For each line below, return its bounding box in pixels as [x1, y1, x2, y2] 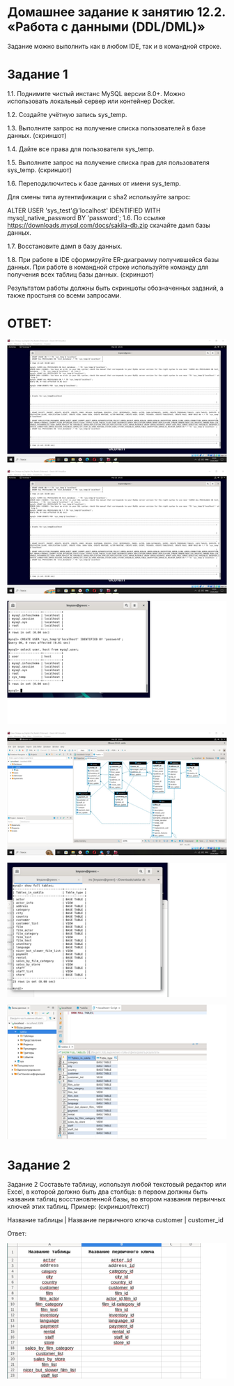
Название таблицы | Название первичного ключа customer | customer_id [7, 1216, 224, 1224]
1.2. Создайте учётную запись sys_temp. [7, 110, 127, 118]
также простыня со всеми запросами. [7, 291, 122, 300]
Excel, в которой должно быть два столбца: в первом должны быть [7, 1187, 208, 1196]
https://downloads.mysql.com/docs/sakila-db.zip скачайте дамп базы [7, 221, 210, 229]
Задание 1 [7, 67, 68, 82]
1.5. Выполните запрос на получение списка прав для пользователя [7, 158, 210, 167]
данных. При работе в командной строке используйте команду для [7, 263, 209, 271]
